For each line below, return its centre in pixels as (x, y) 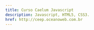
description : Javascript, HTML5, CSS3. (48, 15)
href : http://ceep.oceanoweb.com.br (44, 19)
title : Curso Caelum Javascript (39, 10)
